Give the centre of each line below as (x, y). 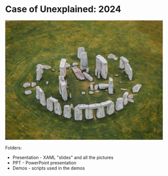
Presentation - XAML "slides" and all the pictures (63, 157)
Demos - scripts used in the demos (48, 168)
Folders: (13, 148)
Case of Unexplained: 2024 (63, 9)
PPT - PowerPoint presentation (44, 163)
